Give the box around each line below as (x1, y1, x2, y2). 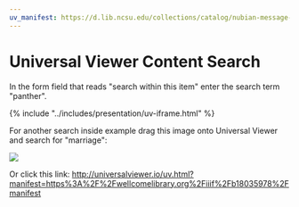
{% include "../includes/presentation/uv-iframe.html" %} (9, 108, 215, 119)
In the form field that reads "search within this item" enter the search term (9, 81, 280, 92)
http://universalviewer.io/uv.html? (71, 169, 194, 179)
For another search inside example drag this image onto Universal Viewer (9, 125, 279, 136)
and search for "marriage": (9, 135, 108, 145)
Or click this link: (9, 169, 70, 179)
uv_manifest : (9, 12, 58, 22)
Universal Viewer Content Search (9, 51, 261, 71)
